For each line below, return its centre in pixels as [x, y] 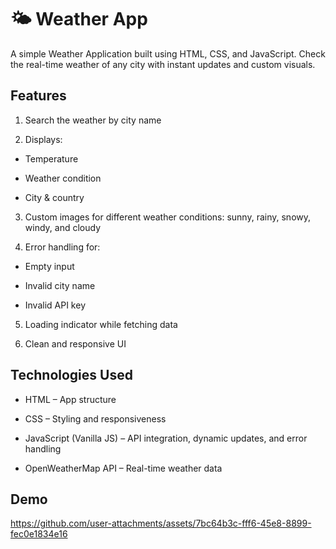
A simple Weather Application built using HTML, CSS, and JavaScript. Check [168, 53]
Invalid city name [60, 285]
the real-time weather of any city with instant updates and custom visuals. [163, 64]
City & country [54, 197]
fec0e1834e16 [39, 534]
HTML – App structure [70, 399]
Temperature [51, 158]
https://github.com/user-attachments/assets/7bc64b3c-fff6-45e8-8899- [161, 523]
